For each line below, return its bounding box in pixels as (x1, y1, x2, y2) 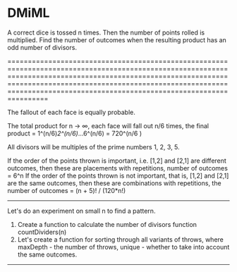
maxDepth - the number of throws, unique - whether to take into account (17, 242, 230, 251)
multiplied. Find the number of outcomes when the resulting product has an (7, 35, 227, 44)
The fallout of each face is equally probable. (7, 108, 136, 116)
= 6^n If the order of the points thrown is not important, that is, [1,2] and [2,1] (7, 171, 229, 180)
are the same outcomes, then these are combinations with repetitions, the (7, 178, 221, 187)
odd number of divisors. (7, 43, 78, 51)
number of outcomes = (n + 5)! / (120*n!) (7, 186, 126, 194)
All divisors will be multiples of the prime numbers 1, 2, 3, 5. (7, 142, 180, 151)
